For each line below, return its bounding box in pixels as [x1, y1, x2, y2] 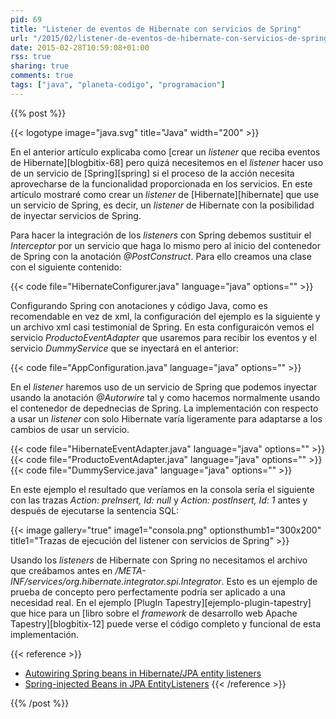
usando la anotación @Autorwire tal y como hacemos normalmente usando [10, 391, 321, 403]
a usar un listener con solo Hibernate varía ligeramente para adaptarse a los [10, 412, 323, 425]
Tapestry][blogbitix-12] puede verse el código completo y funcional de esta [10, 617, 322, 630]
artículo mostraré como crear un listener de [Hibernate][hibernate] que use [10, 188, 320, 200]
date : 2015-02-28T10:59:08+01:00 [10, 42, 150, 53]
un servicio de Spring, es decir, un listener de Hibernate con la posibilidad [10, 199, 315, 211]
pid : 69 [10, 14, 43, 25]
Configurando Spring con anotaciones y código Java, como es [10, 299, 268, 311]
